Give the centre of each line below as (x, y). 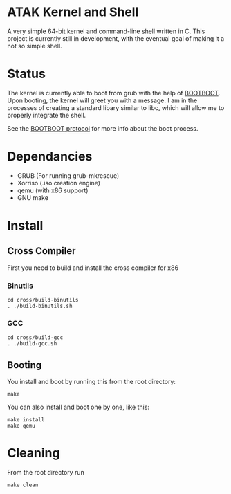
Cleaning (34, 453)
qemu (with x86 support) (53, 190)
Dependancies (50, 157)
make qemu (21, 426)
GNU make (33, 197)
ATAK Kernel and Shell (73, 12)
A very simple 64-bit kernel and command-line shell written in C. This (106, 31)
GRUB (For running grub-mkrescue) (68, 175)
